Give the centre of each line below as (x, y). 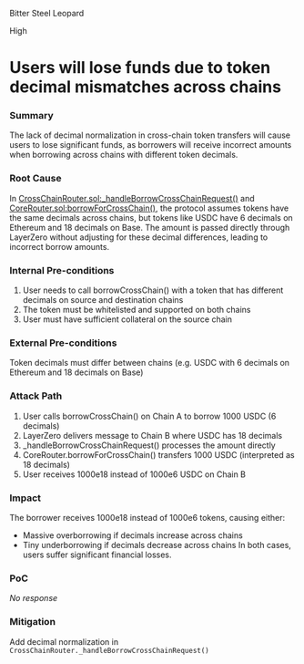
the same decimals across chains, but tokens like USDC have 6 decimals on (151, 217)
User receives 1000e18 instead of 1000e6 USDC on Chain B (134, 474)
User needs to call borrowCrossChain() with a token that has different (153, 290)
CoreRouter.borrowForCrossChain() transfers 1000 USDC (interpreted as (158, 454)
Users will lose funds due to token (140, 68)
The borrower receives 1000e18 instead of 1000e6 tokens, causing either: (147, 517)
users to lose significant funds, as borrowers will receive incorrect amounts (151, 145)
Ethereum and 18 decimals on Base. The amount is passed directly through (150, 227)
